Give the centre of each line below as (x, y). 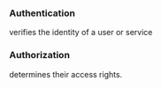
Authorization (40, 55)
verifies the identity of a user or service (81, 33)
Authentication (42, 13)
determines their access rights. (66, 74)
